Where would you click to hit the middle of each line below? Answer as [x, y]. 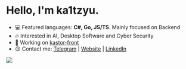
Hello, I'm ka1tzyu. [53, 10]
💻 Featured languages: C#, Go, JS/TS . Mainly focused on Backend [97, 27]
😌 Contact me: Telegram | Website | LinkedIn [71, 49]
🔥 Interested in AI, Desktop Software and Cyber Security [84, 36]
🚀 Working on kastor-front [47, 42]
